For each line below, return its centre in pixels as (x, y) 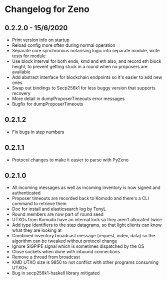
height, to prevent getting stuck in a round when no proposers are (80, 67)
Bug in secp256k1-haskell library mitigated (56, 273)
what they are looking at (37, 230)
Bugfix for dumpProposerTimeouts (47, 104)
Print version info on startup (40, 40)
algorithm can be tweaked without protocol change (64, 241)
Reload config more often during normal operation (63, 45)
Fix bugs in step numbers (38, 132)
